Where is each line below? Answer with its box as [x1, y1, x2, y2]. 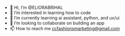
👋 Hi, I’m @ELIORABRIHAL [9, 5, 63, 10]
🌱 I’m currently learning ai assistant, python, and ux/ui [9, 15, 120, 20]
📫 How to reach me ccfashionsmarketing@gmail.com [9, 26, 120, 31]
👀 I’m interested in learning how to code [9, 10, 91, 16]
